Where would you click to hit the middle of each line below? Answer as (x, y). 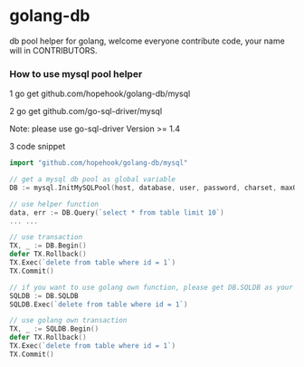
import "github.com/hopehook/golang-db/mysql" (99, 163)
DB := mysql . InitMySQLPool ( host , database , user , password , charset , (143, 188)
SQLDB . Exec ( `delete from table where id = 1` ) (99, 304)
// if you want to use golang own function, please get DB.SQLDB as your (152, 287)
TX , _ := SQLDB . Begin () (54, 329)
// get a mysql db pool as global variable (93, 179)
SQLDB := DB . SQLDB (44, 295)
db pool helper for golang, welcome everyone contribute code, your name (147, 41)
